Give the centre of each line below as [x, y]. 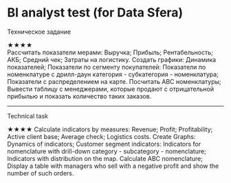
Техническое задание [39, 32]
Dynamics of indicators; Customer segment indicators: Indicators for [104, 144]
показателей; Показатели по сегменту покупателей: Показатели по [107, 67]
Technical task [27, 116]
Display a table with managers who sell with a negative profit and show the [113, 166]
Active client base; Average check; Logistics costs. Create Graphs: [101, 136]
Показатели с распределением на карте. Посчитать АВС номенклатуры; [114, 81]
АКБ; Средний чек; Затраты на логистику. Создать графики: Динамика [112, 59]
